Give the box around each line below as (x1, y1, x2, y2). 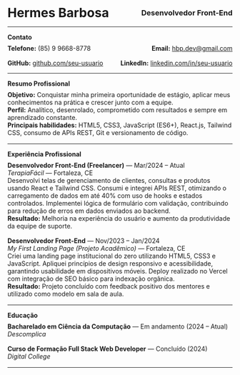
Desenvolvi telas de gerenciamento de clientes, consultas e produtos (7, 176, 211, 184)
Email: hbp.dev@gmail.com (151, 44, 233, 52)
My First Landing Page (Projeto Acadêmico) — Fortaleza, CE (7, 244, 186, 252)
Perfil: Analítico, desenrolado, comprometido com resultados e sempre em (7, 106, 228, 114)
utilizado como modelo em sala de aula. (7, 290, 124, 298)
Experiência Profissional (7, 150, 82, 158)
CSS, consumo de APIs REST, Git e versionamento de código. (7, 129, 189, 136)
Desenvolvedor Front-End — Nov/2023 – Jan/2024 (7, 236, 160, 245)
